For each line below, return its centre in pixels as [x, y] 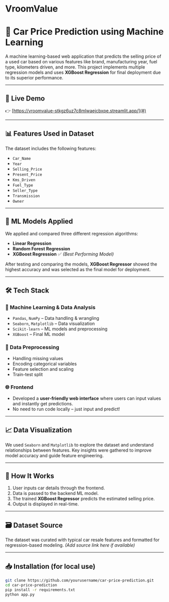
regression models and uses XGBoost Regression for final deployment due [83, 72]
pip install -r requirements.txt [40, 590]
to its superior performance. [34, 78]
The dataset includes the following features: [51, 148]
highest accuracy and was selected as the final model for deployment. [78, 269]
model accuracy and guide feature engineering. [55, 455]
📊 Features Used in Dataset [50, 134]
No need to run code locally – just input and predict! [66, 409]
